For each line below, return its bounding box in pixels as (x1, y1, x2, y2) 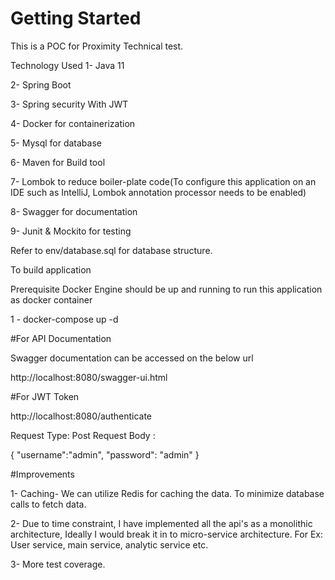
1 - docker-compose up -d (10, 313, 119, 325)
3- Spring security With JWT (10, 98, 129, 110)
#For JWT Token (10, 390, 80, 402)
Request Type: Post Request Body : (10, 429, 156, 441)
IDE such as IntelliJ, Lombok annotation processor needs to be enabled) (10, 186, 307, 198)
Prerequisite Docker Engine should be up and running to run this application (10, 283, 323, 295)
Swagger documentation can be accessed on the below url (10, 352, 254, 364)
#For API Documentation (10, 332, 112, 344)
